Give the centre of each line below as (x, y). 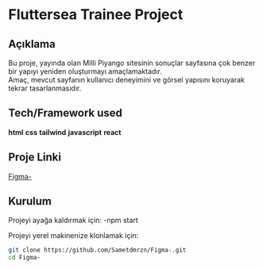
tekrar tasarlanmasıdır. (45, 88)
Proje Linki (35, 158)
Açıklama (32, 44)
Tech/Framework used (66, 113)
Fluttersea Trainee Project (96, 15)
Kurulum (30, 201)
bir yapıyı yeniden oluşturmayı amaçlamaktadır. (85, 71)
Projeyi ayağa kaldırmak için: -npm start (73, 221)
